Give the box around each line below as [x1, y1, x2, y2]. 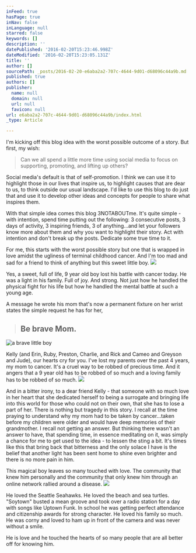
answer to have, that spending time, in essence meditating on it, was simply [6, 431, 188, 438]
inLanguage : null [6, 25, 48, 31]
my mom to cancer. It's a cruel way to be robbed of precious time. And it [6, 363, 180, 370]
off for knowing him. [6, 540, 55, 547]
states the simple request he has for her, [6, 307, 103, 314]
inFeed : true [6, 8, 38, 15]
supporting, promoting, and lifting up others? [20, 162, 128, 170]
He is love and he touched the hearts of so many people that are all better [6, 534, 183, 541]
